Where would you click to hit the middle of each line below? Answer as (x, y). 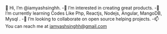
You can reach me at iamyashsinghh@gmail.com (56, 26)
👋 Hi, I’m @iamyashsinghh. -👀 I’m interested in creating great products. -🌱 (82, 8)
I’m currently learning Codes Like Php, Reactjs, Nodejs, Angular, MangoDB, (84, 13)
